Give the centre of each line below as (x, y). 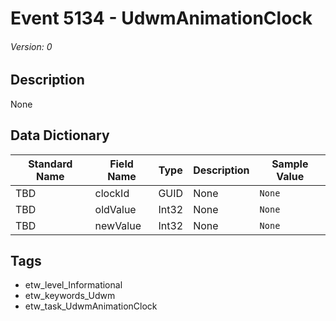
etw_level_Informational (73, 285)
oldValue (115, 209)
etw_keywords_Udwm (70, 296)
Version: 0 (31, 46)
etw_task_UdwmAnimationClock (91, 306)
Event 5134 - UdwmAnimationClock (161, 18)
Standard (50, 164)
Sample (290, 164)
